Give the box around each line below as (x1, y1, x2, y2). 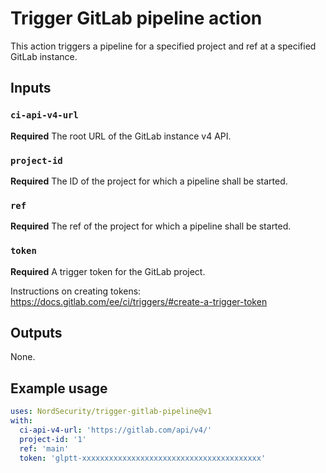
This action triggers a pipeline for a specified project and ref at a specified (10, 40, 317, 52)
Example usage (10, 380, 108, 397)
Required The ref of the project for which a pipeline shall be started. (10, 220, 292, 232)
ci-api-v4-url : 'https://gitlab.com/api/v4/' (19, 425, 213, 435)
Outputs (10, 324, 63, 341)
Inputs (10, 80, 52, 97)
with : (10, 416, 33, 426)
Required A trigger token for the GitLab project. (10, 265, 206, 277)
